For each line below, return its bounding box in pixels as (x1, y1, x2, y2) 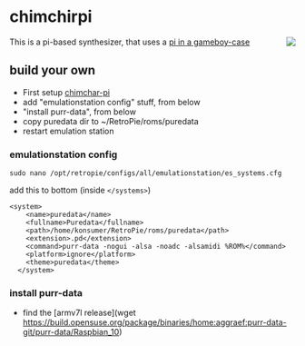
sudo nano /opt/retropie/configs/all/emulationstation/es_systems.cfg (9, 169, 282, 178)
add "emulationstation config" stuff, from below (22, 96, 202, 107)
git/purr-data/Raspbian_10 (22, 327, 120, 338)
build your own (9, 63, 96, 78)
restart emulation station (22, 125, 114, 136)
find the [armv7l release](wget (22, 307, 136, 319)
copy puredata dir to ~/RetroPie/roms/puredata (22, 115, 200, 126)
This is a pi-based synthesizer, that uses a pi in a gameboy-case (9, 36, 251, 47)
